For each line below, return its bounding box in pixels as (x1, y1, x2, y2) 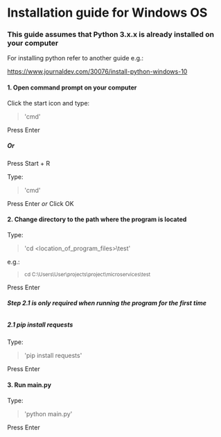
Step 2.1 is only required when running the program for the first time (7, 299, 206, 307)
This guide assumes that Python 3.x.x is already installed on (7, 30, 215, 40)
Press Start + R (7, 159, 51, 167)
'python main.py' (24, 409, 73, 418)
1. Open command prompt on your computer (7, 83, 137, 92)
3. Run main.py (7, 381, 52, 389)
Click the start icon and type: (7, 98, 90, 107)
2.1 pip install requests (7, 320, 73, 329)
